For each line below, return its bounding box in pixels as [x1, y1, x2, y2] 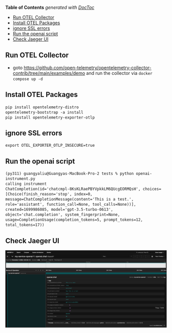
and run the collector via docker [86, 70, 153, 76]
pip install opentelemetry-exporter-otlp [5, 115, 95, 120]
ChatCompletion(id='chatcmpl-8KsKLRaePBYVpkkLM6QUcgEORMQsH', [5, 187, 141, 192]
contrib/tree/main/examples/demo [12, 70, 85, 76]
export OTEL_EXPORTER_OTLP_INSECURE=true [5, 143, 95, 148]
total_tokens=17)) [5, 223, 45, 228]
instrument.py [5, 177, 36, 182]
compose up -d [12, 76, 43, 82]
